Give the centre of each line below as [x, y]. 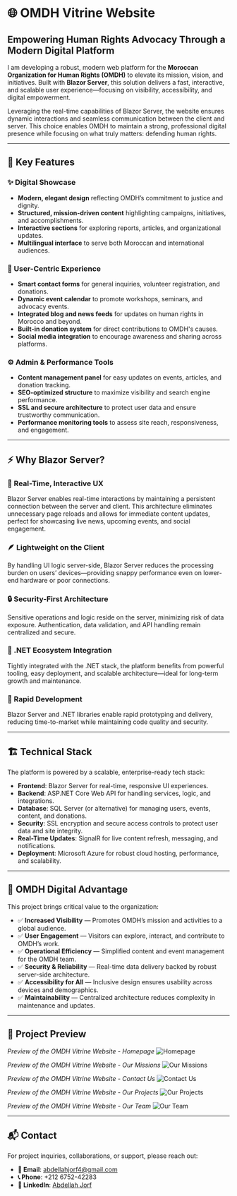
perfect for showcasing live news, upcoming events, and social [99, 521]
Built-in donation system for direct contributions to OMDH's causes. [118, 329]
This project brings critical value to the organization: [83, 906]
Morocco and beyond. [50, 321]
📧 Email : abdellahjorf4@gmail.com [67, 1170]
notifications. [37, 845]
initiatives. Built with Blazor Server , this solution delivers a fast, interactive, [116, 82]
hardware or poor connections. [65, 581]
